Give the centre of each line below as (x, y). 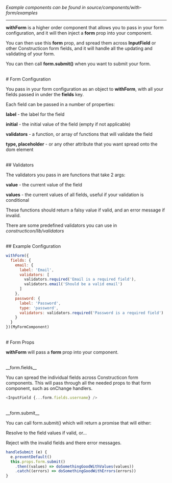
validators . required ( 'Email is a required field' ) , (80, 279)
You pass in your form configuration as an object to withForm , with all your (85, 89)
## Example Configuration (33, 246)
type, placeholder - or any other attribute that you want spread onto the (82, 144)
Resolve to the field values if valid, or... (46, 433)
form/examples (22, 13)
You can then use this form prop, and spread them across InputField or (81, 43)
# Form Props (20, 342)
